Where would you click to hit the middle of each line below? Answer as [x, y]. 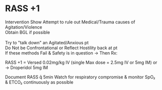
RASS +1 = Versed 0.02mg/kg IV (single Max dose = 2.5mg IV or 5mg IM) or [81, 62]
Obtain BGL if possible [28, 32]
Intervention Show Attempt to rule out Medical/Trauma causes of [70, 22]
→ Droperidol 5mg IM [27, 67]
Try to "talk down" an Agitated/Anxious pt [47, 42]
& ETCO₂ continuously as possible [39, 82]
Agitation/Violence [24, 27]
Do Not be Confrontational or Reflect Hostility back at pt [61, 48]
